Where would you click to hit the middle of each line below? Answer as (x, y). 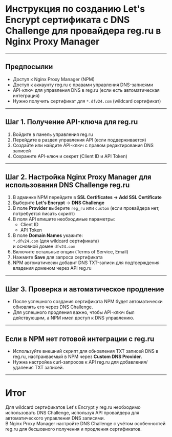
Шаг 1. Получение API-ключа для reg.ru (72, 122)
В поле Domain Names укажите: (48, 235)
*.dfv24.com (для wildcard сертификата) (56, 241)
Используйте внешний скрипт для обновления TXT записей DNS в (85, 351)
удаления (23, 368)
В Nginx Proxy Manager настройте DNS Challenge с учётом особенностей (85, 423)
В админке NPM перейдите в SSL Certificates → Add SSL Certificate (87, 197)
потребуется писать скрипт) (44, 214)
